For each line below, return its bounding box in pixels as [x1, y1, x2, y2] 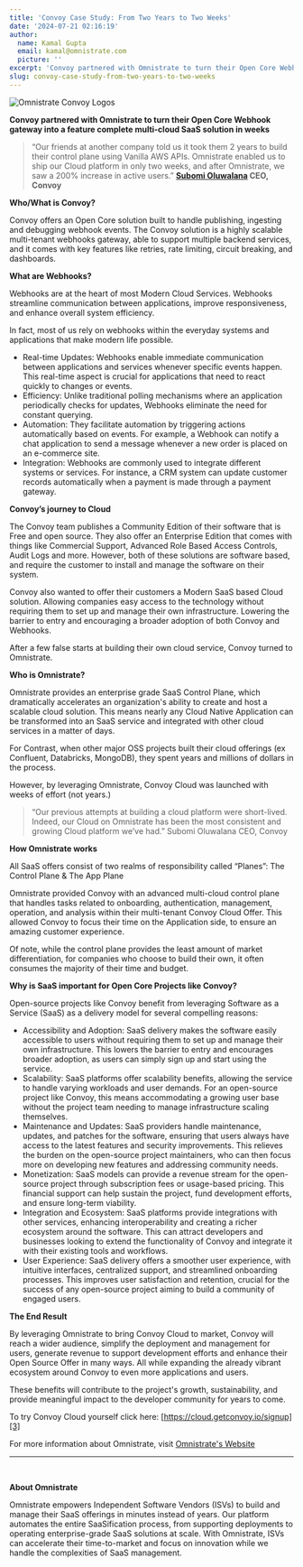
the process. [9, 762, 56, 773]
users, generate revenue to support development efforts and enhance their [9, 1347, 288, 1358]
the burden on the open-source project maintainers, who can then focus [22, 1149, 291, 1160]
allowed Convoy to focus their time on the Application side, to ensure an [9, 916, 277, 927]
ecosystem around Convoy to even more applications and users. [9, 1367, 249, 1377]
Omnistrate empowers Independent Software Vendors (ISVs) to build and [9, 1499, 280, 1510]
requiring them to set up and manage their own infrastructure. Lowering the [9, 606, 290, 617]
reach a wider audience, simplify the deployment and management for [9, 1338, 271, 1349]
